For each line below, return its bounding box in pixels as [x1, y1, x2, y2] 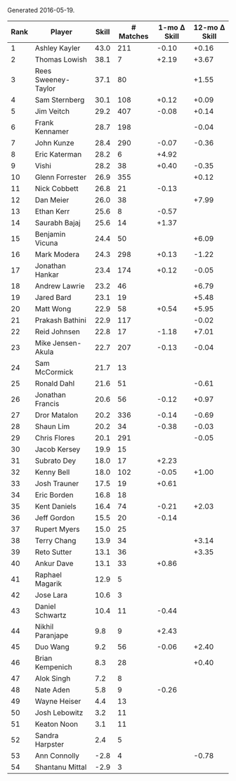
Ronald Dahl [34, 379, 75, 388]
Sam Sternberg [34, 95, 85, 105]
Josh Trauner [34, 479, 79, 488]
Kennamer [34, 126, 69, 136]
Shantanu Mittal [34, 762, 87, 772]
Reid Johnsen [34, 327, 81, 336]
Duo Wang [34, 642, 70, 652]
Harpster [34, 740, 65, 749]
